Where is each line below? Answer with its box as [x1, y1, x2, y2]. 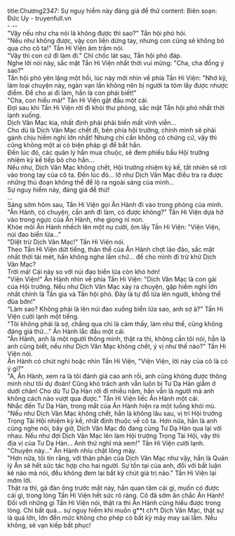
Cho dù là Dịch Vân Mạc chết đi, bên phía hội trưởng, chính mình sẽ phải [7, 126, 216, 134]
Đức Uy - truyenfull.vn [7, 14, 72, 22]
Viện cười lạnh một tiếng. [7, 312, 79, 321]
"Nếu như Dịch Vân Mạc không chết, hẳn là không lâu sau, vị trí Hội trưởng [7, 409, 222, 417]
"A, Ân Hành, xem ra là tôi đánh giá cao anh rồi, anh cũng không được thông [7, 372, 227, 380]
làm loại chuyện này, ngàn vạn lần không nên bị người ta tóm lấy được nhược [7, 81, 229, 89]
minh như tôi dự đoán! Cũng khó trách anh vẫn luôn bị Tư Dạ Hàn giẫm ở [7, 380, 216, 387]
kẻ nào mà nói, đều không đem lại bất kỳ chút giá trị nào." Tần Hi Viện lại [7, 469, 217, 477]
